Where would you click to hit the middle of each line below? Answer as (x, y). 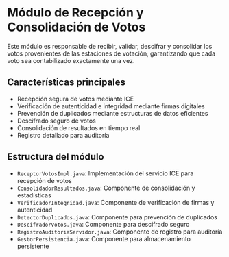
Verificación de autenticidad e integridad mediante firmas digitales (111, 106)
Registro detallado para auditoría (63, 135)
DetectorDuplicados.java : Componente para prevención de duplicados (117, 217)
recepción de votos (44, 180)
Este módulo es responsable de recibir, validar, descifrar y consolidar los (110, 46)
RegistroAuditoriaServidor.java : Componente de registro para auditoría (120, 232)
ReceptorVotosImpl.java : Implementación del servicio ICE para (105, 173)
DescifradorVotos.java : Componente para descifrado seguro (103, 224)
